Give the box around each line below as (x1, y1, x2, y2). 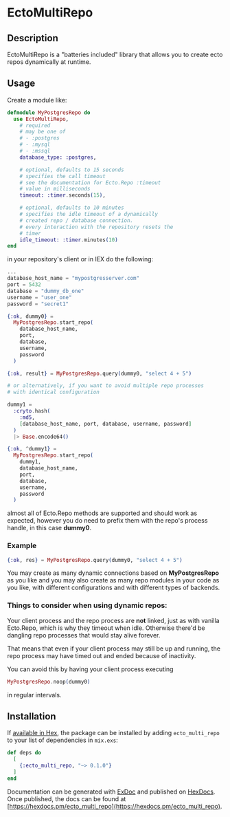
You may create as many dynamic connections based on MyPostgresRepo (7, 569, 220, 577)
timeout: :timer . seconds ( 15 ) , (19, 192, 106, 199)
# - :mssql (19, 148, 51, 155)
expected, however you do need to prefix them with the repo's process (7, 516, 208, 525)
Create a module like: (7, 96, 67, 104)
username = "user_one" (7, 294, 72, 301)
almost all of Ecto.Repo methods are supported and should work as (7, 509, 198, 517)
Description (7, 32, 58, 44)
